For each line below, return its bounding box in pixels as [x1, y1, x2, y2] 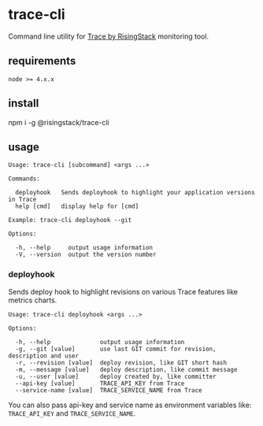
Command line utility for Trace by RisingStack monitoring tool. [8, 31, 209, 41]
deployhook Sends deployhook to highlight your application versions [15, 189, 256, 197]
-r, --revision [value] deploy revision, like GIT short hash [15, 358, 227, 367]
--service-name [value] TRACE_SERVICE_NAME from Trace [15, 386, 202, 395]
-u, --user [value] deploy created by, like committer [15, 372, 217, 380]
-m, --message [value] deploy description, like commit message [15, 365, 238, 373]
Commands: [8, 175, 41, 183]
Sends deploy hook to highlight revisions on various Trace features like [8, 287, 239, 296]
